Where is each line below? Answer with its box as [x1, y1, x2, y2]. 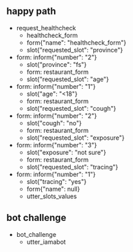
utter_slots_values [26, 192, 77, 200]
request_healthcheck [16, 23, 76, 32]
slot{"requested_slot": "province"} [26, 45, 123, 54]
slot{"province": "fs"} [26, 60, 87, 68]
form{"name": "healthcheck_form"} [26, 38, 127, 47]
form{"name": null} [26, 185, 80, 193]
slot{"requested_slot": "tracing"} [26, 162, 119, 171]
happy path [6, 6, 56, 17]
